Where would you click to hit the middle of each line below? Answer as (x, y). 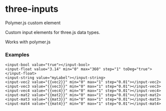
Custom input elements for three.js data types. (53, 32)
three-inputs (32, 9)
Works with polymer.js (28, 42)
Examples (17, 54)
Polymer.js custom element (33, 23)
